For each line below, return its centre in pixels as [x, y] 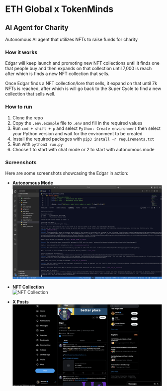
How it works [21, 52]
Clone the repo [28, 117]
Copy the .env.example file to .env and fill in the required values [77, 123]
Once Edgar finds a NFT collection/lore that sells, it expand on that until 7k [81, 84]
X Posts [20, 302]
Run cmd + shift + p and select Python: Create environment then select [86, 128]
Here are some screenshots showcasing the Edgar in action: [67, 173]
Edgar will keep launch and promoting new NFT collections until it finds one [83, 63]
